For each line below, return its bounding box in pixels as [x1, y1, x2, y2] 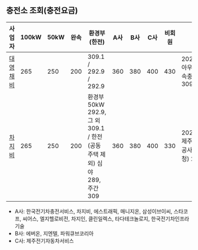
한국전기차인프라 [151, 215, 190, 222]
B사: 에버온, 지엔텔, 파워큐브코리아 [14, 229, 94, 237]
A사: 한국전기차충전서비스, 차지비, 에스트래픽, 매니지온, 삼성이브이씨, [14, 208, 173, 215]
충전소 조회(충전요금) [6, 5, 78, 16]
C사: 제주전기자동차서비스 [14, 237, 74, 244]
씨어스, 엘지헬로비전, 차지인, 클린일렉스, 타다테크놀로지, [22, 215, 150, 222]
